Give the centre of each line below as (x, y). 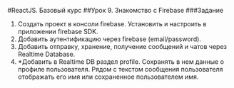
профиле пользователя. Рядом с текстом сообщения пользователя (120, 69)
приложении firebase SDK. (58, 32)
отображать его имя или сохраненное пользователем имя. (108, 77)
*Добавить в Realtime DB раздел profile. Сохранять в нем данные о (121, 62)
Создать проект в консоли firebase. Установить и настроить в (112, 24)
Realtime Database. (46, 54)
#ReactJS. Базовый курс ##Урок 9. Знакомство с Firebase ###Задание (115, 10)
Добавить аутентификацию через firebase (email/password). (110, 39)
